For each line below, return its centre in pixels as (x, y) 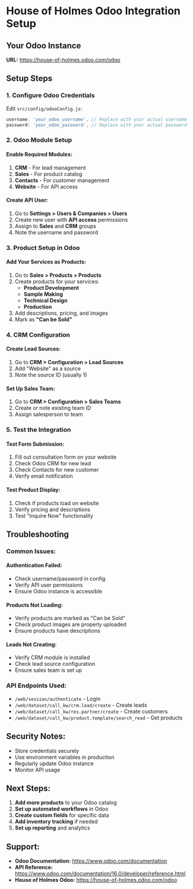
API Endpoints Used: (37, 685)
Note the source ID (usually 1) (51, 375)
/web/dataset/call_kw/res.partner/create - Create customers (91, 711)
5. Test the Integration (39, 430)
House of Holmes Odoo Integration (94, 11)
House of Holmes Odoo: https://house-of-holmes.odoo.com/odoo (96, 880)
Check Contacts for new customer (57, 470)
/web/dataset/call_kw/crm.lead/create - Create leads (81, 705)
